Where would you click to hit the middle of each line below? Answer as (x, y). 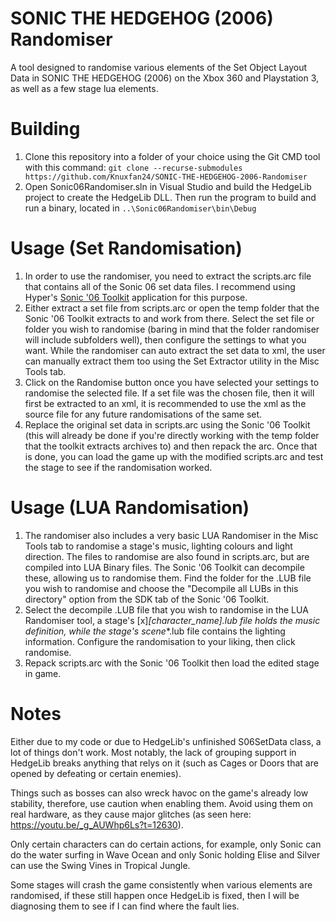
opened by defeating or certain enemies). (96, 773)
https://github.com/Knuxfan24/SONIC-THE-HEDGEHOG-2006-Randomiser (166, 177)
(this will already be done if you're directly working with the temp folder (172, 435)
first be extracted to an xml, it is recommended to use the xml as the (165, 403)
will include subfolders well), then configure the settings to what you (165, 339)
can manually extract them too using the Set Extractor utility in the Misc (172, 361)
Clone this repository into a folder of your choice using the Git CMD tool (172, 156)
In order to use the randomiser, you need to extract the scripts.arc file (168, 276)
